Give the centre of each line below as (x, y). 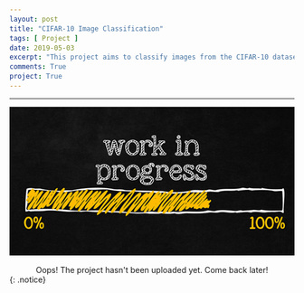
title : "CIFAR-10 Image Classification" (87, 28)
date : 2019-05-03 (42, 48)
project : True (36, 77)
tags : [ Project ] (44, 38)
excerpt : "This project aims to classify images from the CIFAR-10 (139, 57)
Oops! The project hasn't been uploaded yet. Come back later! (152, 269)
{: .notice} (28, 279)
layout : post (34, 19)
